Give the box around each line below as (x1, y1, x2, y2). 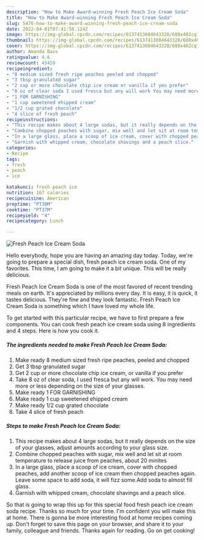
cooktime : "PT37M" (6, 206, 53, 213)
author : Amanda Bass (6, 49, 59, 55)
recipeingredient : (6, 65, 53, 72)
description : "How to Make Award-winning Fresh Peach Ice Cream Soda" (6, 9, 189, 15)
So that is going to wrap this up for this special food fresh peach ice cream (6, 501, 193, 508)
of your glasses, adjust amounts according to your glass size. (15, 444, 169, 451)
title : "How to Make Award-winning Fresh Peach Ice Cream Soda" (6, 15, 172, 21)
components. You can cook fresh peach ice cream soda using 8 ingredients (6, 321, 195, 328)
